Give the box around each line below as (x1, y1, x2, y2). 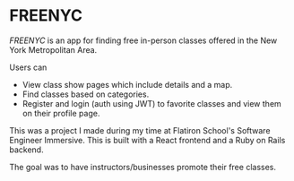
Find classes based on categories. (22, 89, 150, 99)
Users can (9, 62, 48, 73)
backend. (9, 144, 44, 155)
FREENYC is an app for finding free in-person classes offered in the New (9, 35, 278, 46)
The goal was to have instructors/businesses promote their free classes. (9, 161, 276, 172)
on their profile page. (22, 108, 100, 118)
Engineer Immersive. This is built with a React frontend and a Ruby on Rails (9, 134, 286, 145)
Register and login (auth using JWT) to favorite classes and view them (22, 98, 282, 108)
